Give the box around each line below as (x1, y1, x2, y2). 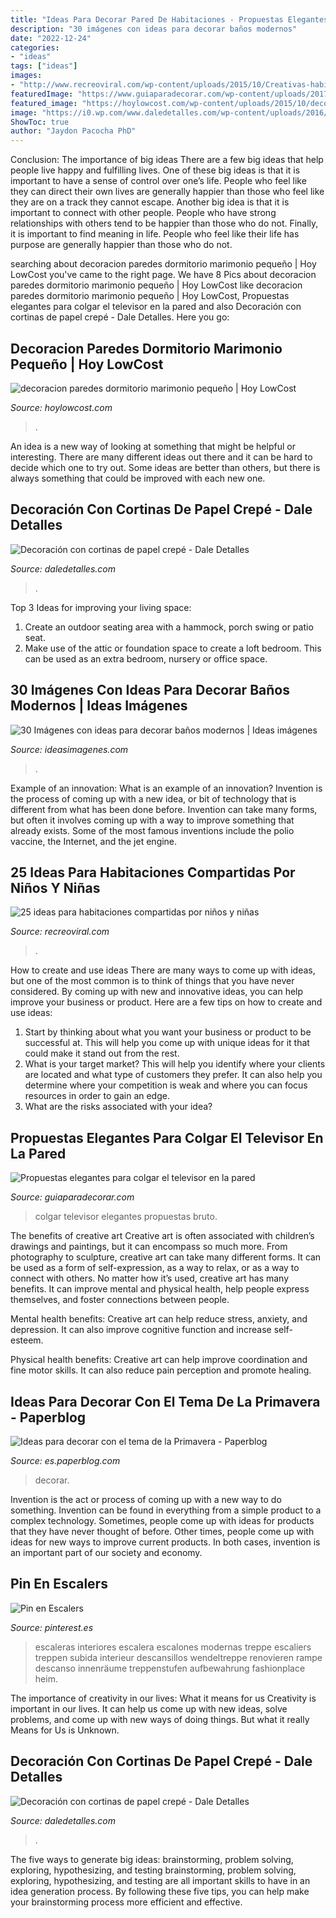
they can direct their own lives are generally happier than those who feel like (10, 186, 325, 198)
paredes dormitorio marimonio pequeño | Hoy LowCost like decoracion (10, 279, 303, 291)
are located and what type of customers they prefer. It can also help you (24, 1069, 323, 1081)
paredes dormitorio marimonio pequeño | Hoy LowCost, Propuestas (10, 290, 290, 302)
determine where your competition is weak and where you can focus (24, 1079, 308, 1091)
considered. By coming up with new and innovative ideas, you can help (10, 986, 304, 998)
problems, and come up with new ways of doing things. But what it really (10, 1713, 310, 1725)
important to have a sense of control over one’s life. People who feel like (10, 175, 307, 187)
